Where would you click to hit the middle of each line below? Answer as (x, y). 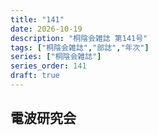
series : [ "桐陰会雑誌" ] (56, 57)
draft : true (35, 76)
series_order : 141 (48, 66)
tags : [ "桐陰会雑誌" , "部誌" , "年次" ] (80, 47)
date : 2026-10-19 (46, 29)
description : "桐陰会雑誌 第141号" (79, 38)
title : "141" (37, 19)
